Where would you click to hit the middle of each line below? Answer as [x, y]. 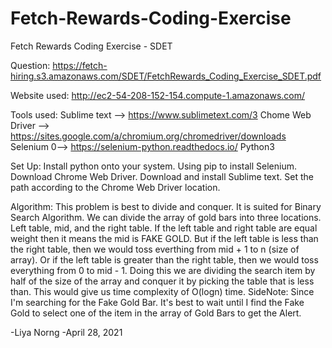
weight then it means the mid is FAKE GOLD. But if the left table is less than [164, 238]
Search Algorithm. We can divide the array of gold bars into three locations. [166, 217]
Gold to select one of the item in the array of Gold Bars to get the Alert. [156, 313]
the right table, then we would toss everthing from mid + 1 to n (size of [155, 249]
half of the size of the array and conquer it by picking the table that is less [162, 281]
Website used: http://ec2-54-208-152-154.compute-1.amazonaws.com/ [158, 95]
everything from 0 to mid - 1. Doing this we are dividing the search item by [163, 270]
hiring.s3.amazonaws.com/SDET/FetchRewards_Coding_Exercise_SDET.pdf [166, 76]
